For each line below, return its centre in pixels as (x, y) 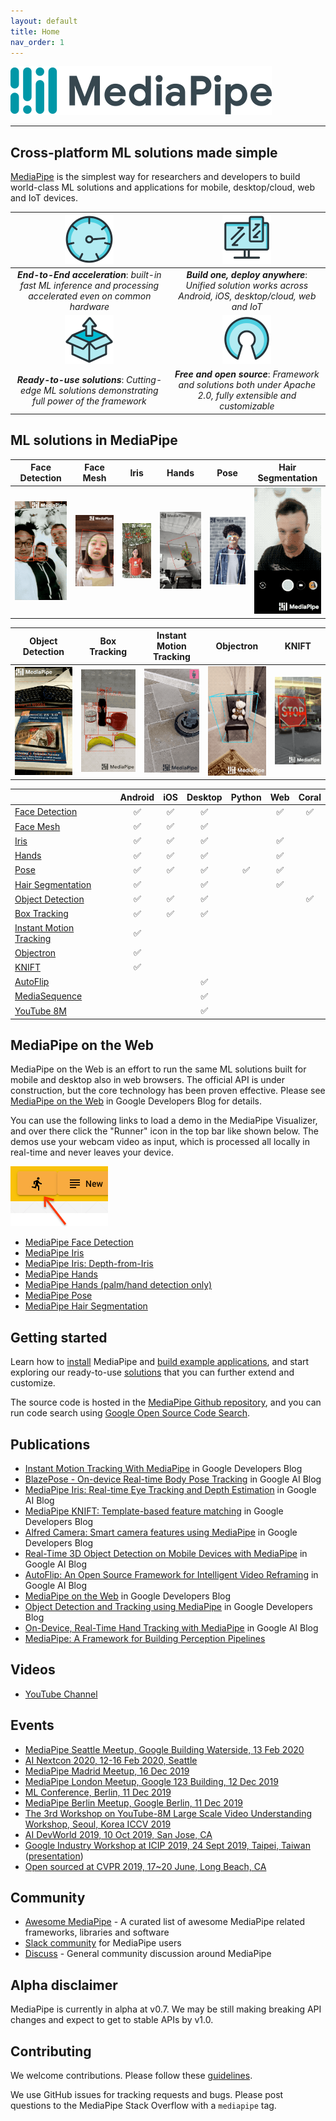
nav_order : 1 (37, 42)
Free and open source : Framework (247, 374)
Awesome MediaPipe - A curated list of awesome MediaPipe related (164, 1922)
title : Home (35, 31)
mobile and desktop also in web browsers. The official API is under (147, 1080)
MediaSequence (48, 996)
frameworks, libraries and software (97, 1932)
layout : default (44, 21)
